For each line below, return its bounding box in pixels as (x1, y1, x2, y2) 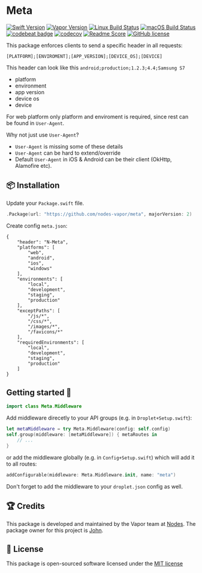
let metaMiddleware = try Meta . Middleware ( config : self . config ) (6, 426, 171, 432)
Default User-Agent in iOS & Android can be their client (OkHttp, (14, 155, 173, 163)
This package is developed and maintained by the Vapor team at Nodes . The (6, 520, 196, 527)
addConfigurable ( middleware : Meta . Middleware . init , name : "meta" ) (6, 472, 176, 478)
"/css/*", (28, 318, 52, 324)
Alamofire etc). (14, 162, 52, 169)
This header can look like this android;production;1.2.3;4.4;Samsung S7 (6, 64, 185, 71)
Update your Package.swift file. (6, 199, 84, 206)
